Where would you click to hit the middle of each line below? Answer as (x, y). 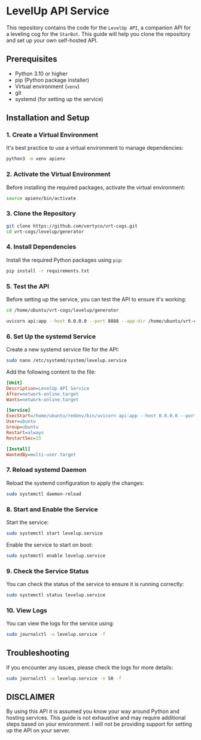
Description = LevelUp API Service (48, 388)
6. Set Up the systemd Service (51, 336)
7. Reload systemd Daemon (46, 470)
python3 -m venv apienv (36, 159)
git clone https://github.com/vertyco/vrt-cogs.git (72, 226)
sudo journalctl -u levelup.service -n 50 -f (64, 678)
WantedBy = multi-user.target (41, 454)
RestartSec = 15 (24, 438)
